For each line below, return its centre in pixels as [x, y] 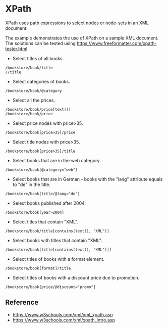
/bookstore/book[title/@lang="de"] [43, 194]
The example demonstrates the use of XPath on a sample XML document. [82, 38]
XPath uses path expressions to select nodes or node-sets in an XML [77, 23]
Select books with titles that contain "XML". [57, 240]
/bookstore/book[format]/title [38, 268]
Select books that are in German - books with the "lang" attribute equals [88, 179]
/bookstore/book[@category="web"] [42, 170]
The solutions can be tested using [40, 43]
